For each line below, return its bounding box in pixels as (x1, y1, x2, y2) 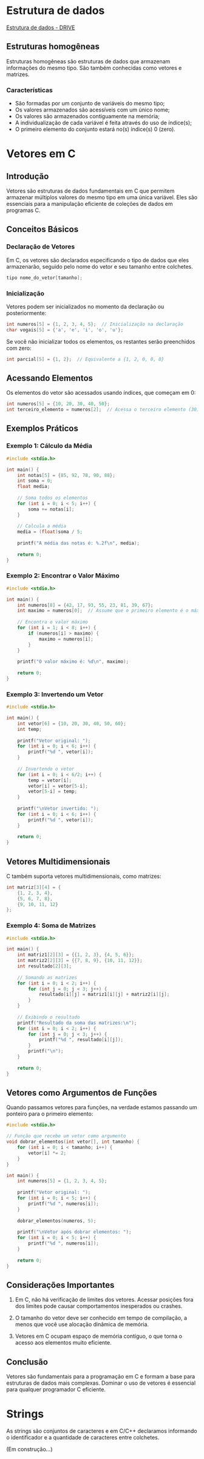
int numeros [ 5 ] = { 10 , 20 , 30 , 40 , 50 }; (6, 401, 110, 407)
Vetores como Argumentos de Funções (6, 1088, 157, 1098)
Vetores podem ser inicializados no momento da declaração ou (6, 303, 165, 310)
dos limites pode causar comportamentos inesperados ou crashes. (15, 1302, 183, 1310)
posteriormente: (6, 309, 47, 317)
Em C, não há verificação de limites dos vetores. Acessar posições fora (15, 1296, 194, 1304)
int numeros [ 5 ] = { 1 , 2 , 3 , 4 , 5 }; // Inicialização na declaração (6, 321, 183, 327)
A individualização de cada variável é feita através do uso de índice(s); (15, 119, 192, 127)
